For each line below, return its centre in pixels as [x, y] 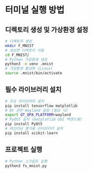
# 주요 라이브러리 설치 [25, 101]
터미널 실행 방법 [35, 10]
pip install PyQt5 [24, 124]
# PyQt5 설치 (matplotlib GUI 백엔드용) [44, 120]
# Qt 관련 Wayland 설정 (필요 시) [37, 110]
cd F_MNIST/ [17, 55]
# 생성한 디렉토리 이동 [25, 50]
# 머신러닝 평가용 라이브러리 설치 [34, 129]
